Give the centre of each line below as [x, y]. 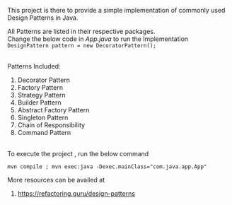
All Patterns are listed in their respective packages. [81, 31]
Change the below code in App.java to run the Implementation [98, 39]
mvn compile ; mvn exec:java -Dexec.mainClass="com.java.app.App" [107, 167]
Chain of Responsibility [51, 125]
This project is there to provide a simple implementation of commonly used [116, 10]
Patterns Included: [34, 66]
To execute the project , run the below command [78, 154]
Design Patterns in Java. [43, 18]
